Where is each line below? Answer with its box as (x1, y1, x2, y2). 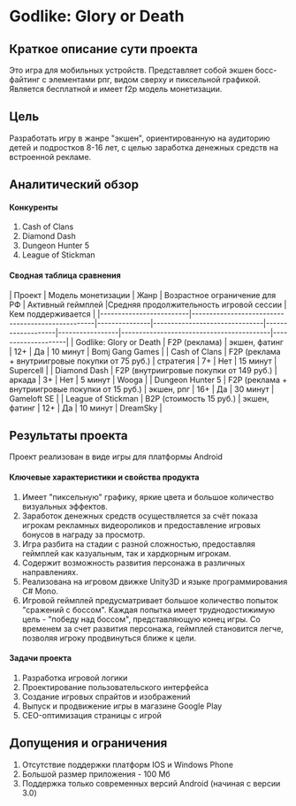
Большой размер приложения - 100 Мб (21, 768, 171, 779)
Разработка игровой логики (21, 672, 128, 683)
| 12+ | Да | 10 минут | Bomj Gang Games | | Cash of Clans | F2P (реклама (9, 346, 281, 357)
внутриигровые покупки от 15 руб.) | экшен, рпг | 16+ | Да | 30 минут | (9, 383, 275, 395)
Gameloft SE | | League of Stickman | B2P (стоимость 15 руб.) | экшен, (9, 393, 269, 403)
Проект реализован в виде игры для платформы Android (9, 451, 224, 462)
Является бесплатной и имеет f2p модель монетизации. (9, 84, 223, 94)
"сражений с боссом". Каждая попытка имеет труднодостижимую (21, 604, 276, 615)
